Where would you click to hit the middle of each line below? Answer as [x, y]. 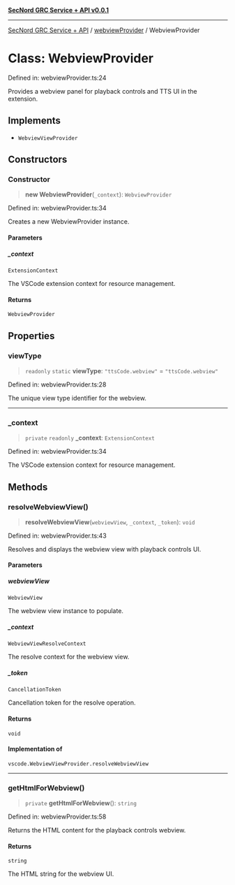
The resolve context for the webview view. [69, 657]
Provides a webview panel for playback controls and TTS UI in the [103, 91]
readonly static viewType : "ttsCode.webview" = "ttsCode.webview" [122, 370]
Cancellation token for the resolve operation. [72, 703]
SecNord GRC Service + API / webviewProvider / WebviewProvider [104, 30]
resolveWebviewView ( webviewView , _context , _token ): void [110, 522]
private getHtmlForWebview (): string [81, 803]
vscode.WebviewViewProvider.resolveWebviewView [78, 764]
